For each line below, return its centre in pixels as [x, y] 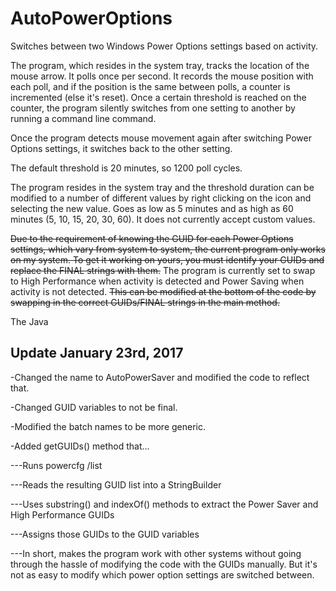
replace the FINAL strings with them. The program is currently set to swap [163, 270]
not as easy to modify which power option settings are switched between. [162, 574]
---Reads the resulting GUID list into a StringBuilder [116, 484]
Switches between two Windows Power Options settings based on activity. [164, 46]
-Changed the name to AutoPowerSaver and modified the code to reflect [160, 377]
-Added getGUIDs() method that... [80, 446]
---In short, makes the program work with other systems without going [156, 553]
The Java [29, 321]
